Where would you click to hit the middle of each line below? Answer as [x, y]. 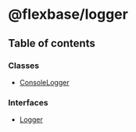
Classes [24, 66]
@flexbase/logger [68, 14]
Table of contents [52, 43]
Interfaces [28, 102]
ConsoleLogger [44, 82]
